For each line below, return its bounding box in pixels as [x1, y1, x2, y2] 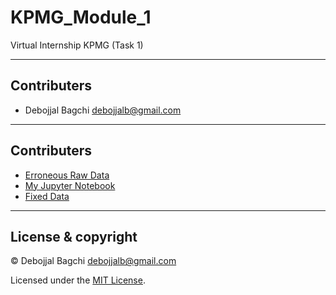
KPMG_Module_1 [10, 6, 152, 29]
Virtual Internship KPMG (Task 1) [10, 39, 144, 51]
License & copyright [10, 228, 138, 245]
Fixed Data [24, 190, 70, 202]
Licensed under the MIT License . [10, 274, 146, 286]
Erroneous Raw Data [24, 169, 110, 181]
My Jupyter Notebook [24, 179, 116, 191]
